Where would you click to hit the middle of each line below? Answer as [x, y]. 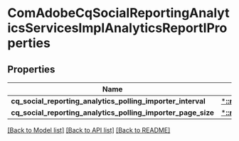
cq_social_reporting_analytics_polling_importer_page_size [113, 113]
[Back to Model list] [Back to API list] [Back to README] [89, 130]
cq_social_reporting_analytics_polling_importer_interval [108, 101]
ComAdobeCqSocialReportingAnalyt [118, 13]
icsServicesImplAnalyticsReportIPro [117, 28]
